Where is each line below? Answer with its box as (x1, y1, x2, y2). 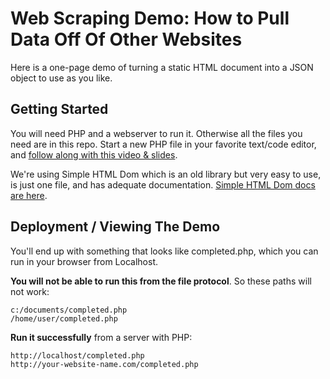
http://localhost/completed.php (10, 350, 145, 361)
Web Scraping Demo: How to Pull (10, 7, 290, 30)
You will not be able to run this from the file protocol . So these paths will (10, 275, 312, 287)
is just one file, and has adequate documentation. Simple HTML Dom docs (10, 178, 316, 191)
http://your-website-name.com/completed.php (10, 359, 199, 369)
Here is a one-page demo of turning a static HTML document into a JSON (10, 61, 314, 73)
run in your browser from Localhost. (10, 255, 158, 267)
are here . (10, 189, 48, 201)
